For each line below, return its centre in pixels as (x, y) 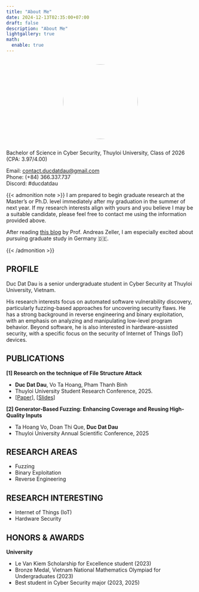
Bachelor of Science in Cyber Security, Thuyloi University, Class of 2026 (96, 153)
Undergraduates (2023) (44, 576)
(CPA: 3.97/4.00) (27, 159)
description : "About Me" (37, 28)
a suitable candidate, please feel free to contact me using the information (96, 214)
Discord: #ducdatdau (32, 183)
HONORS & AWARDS (45, 537)
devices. (17, 339)
